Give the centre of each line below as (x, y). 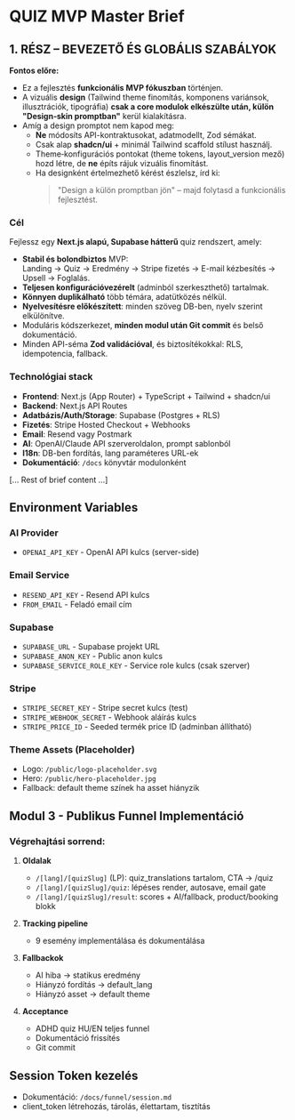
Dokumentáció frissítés (78, 1038)
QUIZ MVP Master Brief (97, 16)
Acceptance (45, 1011)
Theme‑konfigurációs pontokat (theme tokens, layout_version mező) (160, 154)
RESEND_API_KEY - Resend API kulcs (86, 594)
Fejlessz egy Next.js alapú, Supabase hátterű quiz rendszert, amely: (136, 242)
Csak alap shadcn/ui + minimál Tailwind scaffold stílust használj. (154, 145)
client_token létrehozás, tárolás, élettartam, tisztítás (116, 1106)
